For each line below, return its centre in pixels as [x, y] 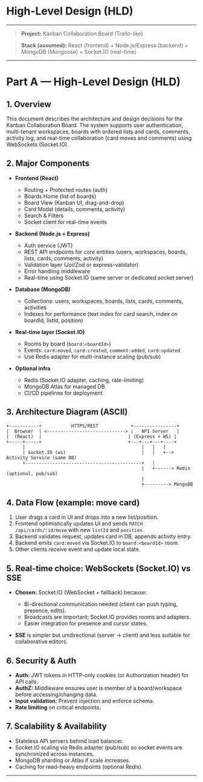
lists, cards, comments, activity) [64, 258]
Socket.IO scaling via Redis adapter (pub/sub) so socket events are [98, 747]
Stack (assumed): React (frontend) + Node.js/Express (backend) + [105, 45]
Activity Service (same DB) [42, 458]
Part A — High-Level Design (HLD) [93, 82]
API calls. [27, 682]
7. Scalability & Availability [56, 727]
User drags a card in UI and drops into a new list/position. [87, 517]
